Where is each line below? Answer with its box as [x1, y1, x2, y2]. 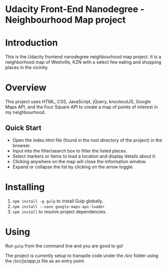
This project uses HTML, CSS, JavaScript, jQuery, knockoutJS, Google [5, 99, 151, 105]
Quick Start [5, 124, 42, 132]
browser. [12, 142, 31, 149]
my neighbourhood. [5, 109, 46, 115]
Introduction [5, 37, 58, 49]
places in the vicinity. [5, 64, 49, 71]
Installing [5, 182, 45, 193]
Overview [5, 82, 47, 93]
